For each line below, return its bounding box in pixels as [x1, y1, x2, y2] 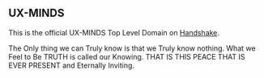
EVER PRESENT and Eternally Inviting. [8, 60, 135, 70]
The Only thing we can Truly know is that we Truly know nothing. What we [8, 43, 257, 53]
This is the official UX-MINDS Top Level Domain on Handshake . [8, 27, 220, 37]
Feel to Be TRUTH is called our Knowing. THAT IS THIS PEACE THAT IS [8, 51, 245, 61]
